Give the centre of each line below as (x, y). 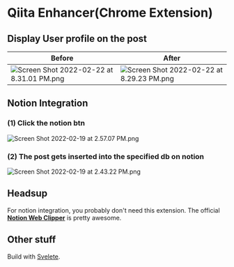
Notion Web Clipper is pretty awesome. (64, 218)
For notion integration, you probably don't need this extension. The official (114, 210)
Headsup (27, 193)
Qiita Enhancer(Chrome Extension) (110, 13)
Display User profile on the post (77, 39)
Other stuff (32, 239)
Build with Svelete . (34, 257)
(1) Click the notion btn (46, 123)
